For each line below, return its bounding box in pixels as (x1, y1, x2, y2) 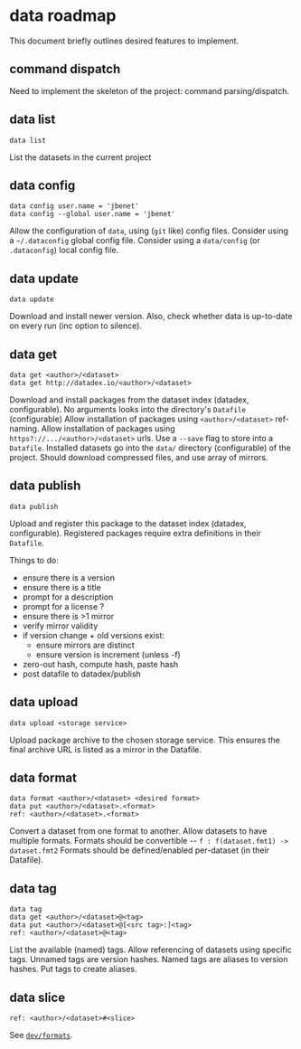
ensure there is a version (22, 572, 116, 583)
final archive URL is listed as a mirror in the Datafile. (9, 743, 202, 755)
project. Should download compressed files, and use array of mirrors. (9, 452, 268, 462)
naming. (9, 423, 40, 434)
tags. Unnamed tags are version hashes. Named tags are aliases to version (9, 954, 288, 965)
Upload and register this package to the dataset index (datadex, (9, 517, 247, 529)
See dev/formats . (9, 1030, 74, 1041)
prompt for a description (22, 591, 114, 602)
